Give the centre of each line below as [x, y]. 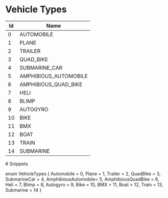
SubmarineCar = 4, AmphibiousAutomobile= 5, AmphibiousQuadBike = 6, [82, 179]
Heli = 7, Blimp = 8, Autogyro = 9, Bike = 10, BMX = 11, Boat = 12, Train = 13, [84, 184]
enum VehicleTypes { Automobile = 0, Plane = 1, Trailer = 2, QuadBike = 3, [83, 173]
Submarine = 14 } [23, 190]
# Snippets [17, 164]
